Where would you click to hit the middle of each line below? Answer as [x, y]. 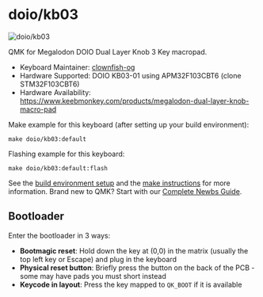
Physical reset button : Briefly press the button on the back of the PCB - [137, 268]
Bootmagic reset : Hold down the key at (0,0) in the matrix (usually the [134, 250]
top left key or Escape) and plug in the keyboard [98, 259]
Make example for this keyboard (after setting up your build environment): [129, 124]
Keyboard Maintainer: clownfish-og [77, 67]
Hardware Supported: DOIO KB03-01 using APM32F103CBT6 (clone [130, 75]
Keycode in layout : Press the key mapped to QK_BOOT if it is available [131, 284]
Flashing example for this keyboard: [67, 154]
